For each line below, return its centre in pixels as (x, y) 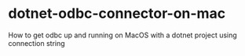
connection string (37, 43)
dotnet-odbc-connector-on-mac (117, 14)
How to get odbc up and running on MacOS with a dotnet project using (122, 35)
